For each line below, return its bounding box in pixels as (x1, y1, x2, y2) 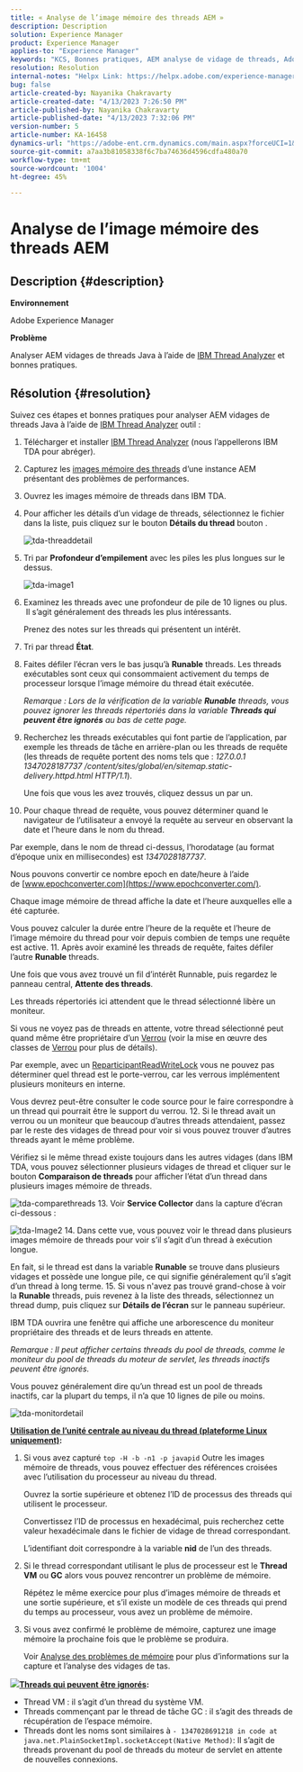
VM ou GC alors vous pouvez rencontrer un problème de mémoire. (22, 1570, 272, 1581)
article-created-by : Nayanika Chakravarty (10, 88, 172, 97)
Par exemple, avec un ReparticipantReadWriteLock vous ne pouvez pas (10, 1060, 275, 1071)
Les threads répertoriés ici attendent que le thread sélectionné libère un (10, 996, 276, 1007)
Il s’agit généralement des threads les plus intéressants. (25, 607, 232, 618)
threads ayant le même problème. (10, 1135, 135, 1145)
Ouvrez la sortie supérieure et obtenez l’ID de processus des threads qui (22, 1489, 293, 1500)
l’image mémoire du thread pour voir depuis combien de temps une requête (10, 933, 290, 944)
